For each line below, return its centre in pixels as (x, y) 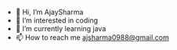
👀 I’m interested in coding (57, 20)
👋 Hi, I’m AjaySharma (49, 12)
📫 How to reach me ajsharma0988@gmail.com (92, 37)
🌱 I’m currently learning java (61, 29)
